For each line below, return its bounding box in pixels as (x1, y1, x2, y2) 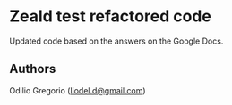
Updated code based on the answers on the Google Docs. (9, 36, 224, 46)
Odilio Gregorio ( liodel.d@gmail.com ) (9, 85, 146, 95)
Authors (9, 61, 56, 77)
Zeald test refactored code (9, 6, 212, 27)
